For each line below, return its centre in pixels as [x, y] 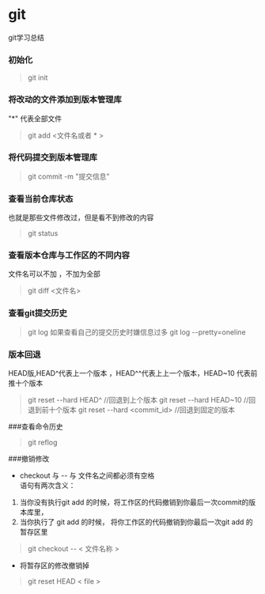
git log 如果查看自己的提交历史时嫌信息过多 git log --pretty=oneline [137, 332]
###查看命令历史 [36, 427]
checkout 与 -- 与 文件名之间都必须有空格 [87, 475]
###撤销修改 [29, 459]
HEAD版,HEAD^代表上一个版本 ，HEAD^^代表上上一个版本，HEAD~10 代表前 [133, 373]
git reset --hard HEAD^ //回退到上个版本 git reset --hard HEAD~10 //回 [141, 400]
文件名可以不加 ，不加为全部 [54, 274]
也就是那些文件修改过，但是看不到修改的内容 [81, 218]
